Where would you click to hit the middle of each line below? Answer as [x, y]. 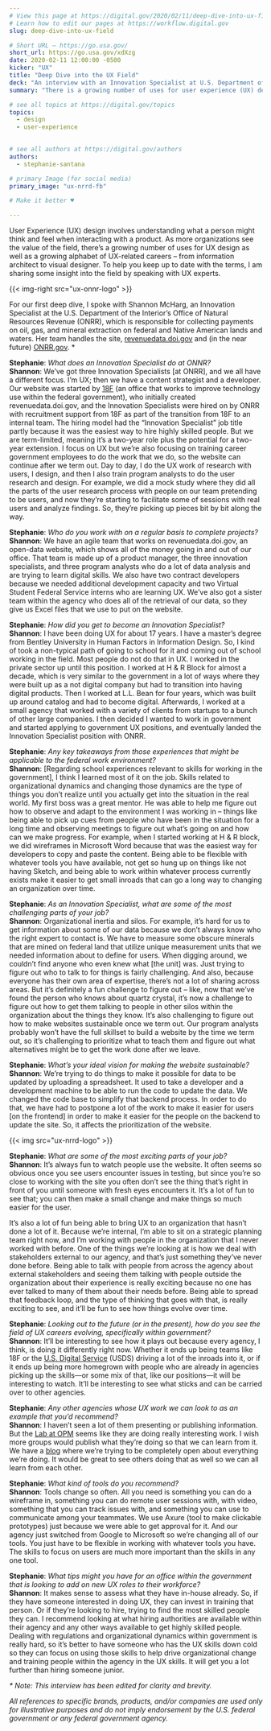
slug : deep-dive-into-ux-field [62, 31]
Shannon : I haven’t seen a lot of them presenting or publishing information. [133, 1425]
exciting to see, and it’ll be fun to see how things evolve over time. [119, 1309]
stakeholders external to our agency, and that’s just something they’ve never [135, 1257]
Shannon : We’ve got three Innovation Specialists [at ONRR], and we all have [135, 372]
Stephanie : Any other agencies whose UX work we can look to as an [123, 1408]
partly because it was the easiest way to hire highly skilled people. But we [131, 431]
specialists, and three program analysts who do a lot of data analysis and [130, 567]
